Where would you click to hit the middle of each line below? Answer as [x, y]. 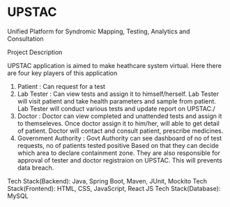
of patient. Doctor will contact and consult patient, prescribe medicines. [120, 131]
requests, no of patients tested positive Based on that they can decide [118, 145]
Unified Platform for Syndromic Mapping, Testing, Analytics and [99, 31]
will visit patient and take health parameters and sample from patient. [116, 101]
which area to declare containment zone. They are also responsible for [119, 153]
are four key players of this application [62, 73]
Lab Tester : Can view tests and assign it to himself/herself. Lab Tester [118, 94]
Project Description [35, 52]
